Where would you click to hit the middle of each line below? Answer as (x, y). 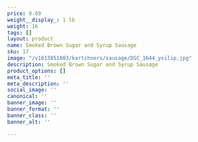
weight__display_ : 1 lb (41, 20)
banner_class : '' (32, 115)
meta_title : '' (29, 77)
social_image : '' (32, 90)
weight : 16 (23, 26)
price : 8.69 (24, 13)
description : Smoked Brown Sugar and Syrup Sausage (82, 64)
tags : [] (20, 33)
